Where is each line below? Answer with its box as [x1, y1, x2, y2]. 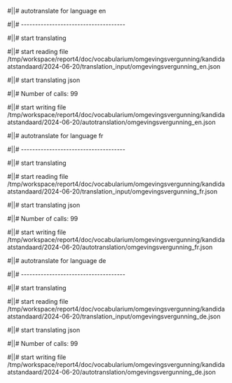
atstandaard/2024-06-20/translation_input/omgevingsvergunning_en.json [7, 62, 221, 70]
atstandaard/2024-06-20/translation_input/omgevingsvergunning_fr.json [7, 187, 218, 196]
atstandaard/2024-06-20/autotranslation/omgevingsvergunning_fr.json [7, 243, 213, 251]
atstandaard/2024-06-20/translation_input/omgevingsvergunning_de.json [7, 312, 221, 321]
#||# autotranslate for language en [7, 7, 107, 15]
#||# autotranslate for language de [7, 257, 107, 264]
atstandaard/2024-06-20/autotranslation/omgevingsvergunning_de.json [7, 368, 216, 376]
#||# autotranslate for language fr [7, 132, 104, 140]
